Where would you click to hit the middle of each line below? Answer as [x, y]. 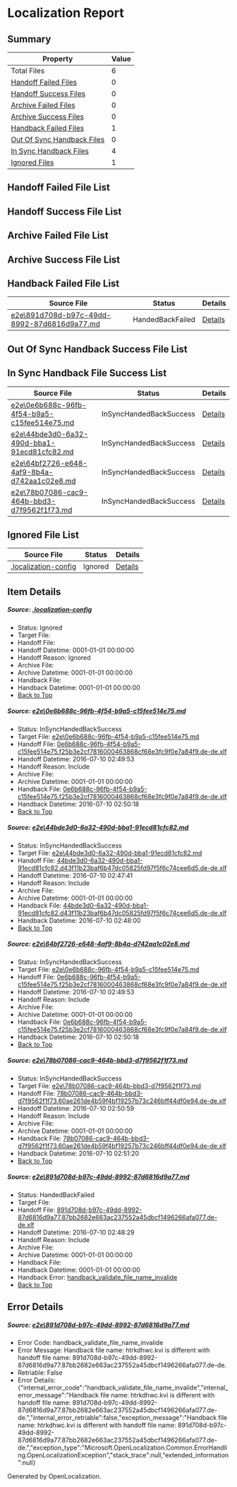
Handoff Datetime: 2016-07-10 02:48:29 [76, 1232]
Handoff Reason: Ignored [54, 657]
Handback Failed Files [48, 128]
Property [57, 59]
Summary [29, 39]
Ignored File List [43, 535]
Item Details [34, 592]
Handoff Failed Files [44, 82]
